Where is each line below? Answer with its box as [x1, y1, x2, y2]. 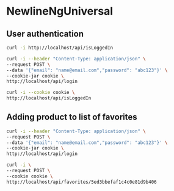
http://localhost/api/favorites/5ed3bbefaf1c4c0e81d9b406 [6, 179, 157, 185]
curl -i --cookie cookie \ [6, 90, 75, 96]
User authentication [6, 29, 84, 39]
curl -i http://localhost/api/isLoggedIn [6, 45, 114, 51]
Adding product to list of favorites [6, 112, 137, 123]
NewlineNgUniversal [6, 4, 114, 18]
